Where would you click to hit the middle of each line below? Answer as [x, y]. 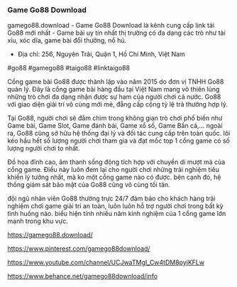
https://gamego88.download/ [50, 235]
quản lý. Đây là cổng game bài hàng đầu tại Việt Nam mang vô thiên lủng [114, 90]
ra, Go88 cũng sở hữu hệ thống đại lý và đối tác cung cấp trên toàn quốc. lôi [119, 134]
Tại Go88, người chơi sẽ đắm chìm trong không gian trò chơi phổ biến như [115, 118]
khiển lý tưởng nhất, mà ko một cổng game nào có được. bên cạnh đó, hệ [114, 177]
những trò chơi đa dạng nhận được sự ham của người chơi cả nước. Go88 [114, 97]
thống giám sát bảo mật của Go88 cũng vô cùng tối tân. [89, 185]
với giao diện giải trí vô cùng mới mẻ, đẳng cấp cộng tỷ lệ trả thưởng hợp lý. [118, 104]
